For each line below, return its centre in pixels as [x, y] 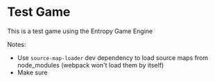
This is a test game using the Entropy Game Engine [80, 31]
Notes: [17, 44]
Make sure [32, 72]
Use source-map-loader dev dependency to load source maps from [113, 58]
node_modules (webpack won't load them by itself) [91, 65]
